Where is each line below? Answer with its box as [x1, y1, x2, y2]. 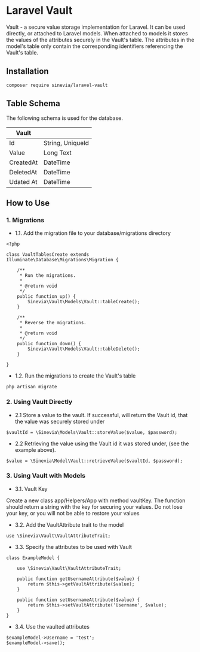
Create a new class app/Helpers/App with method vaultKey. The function [6, 497, 186, 504]
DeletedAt [9, 168, 38, 176]
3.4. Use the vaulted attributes [14, 623, 90, 630]
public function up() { [17, 294, 76, 300]
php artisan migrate [6, 384, 58, 390]
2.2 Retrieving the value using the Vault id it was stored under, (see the [14, 440, 189, 447]
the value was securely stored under [14, 418, 105, 425]
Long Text [44, 148, 72, 156]
